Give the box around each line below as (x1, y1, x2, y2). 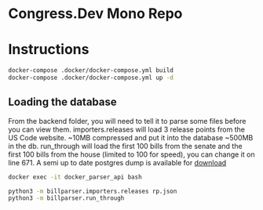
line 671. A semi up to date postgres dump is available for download (8, 157, 227, 167)
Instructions (8, 41, 89, 59)
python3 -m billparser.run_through (8, 194, 125, 202)
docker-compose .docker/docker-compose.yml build (8, 67, 174, 74)
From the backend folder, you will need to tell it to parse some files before (8, 116, 247, 125)
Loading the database (8, 96, 118, 109)
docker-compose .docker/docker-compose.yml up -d (8, 74, 174, 81)
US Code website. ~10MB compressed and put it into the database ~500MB (8, 132, 254, 142)
